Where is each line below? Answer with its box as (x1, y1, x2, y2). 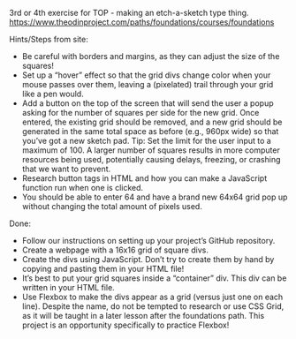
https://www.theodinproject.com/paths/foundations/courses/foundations (9, 17, 275, 27)
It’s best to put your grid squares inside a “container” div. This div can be (21, 273, 287, 283)
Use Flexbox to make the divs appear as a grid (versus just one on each (21, 291, 284, 302)
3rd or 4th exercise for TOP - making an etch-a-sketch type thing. (9, 8, 249, 18)
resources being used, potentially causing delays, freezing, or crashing (21, 154, 281, 164)
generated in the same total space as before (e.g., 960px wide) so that (21, 126, 279, 136)
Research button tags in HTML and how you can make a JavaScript (21, 173, 268, 184)
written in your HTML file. (21, 282, 115, 292)
